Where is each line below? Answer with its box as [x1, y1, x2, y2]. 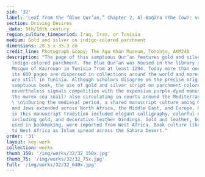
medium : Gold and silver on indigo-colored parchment [6, 37, 146, 43]
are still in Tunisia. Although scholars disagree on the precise [12, 77, 184, 83]
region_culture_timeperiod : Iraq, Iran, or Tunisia [6, 32, 140, 38]
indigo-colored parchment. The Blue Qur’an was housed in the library [12, 60, 195, 66]
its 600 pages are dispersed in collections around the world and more [12, 71, 198, 77]
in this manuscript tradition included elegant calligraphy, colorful [12, 111, 195, 117]
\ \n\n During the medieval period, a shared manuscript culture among [12, 99, 195, 105]
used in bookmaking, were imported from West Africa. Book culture [12, 122, 187, 128]
